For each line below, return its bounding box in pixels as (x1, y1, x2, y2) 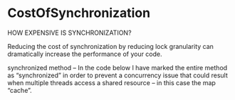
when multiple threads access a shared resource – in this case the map (7, 78, 216, 87)
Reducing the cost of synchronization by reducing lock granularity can (7, 42, 214, 50)
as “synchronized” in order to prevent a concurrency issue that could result (7, 71, 228, 79)
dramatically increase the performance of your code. (7, 50, 162, 58)
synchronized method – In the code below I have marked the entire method (7, 63, 228, 72)
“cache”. (7, 86, 32, 94)
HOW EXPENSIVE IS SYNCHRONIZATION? (7, 28, 132, 37)
